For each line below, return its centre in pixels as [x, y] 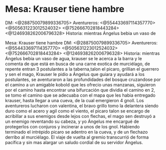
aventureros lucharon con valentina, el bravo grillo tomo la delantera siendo [82, 106]
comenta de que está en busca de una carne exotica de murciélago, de [78, 64]
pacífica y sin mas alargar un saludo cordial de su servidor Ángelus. [74, 142]
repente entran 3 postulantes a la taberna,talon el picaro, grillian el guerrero [82, 69]
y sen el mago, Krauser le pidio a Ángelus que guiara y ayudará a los [75, 74]
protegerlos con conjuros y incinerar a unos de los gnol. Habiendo [72, 126]
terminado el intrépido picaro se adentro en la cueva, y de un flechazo [77, 132]
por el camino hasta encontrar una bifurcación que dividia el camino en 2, [80, 90]
